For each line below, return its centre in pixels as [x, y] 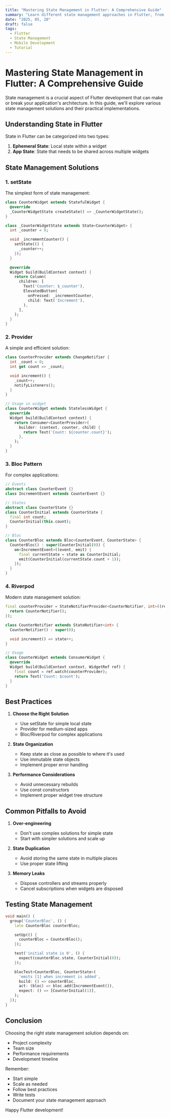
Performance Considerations [44, 775]
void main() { [20, 916]
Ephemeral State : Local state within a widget [59, 146]
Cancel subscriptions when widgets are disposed [71, 889]
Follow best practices [35, 1089]
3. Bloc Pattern [24, 464]
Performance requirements [41, 1053]
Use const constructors [45, 790]
